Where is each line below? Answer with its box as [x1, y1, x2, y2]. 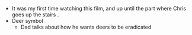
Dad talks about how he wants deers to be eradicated [20, 23, 152, 30]
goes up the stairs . [11, 11, 59, 18]
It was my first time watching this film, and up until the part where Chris [11, 5, 187, 12]
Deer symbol [11, 17, 43, 24]
